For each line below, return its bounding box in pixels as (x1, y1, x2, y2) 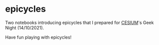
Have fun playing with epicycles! (5, 34, 72, 40)
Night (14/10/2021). (5, 24, 44, 30)
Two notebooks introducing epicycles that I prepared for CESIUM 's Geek (5, 20, 154, 25)
